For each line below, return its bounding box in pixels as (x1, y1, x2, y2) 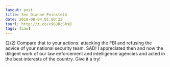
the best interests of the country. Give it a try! (5, 56, 101, 62)
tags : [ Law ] (5, 26, 31, 31)
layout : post (5, 7, 33, 13)
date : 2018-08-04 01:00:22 (5, 17, 63, 22)
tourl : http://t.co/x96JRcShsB (5, 21, 72, 27)
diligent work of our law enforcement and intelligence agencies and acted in (5, 51, 165, 57)
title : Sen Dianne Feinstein (5, 12, 67, 17)
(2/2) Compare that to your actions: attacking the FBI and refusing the (5, 40, 152, 46)
